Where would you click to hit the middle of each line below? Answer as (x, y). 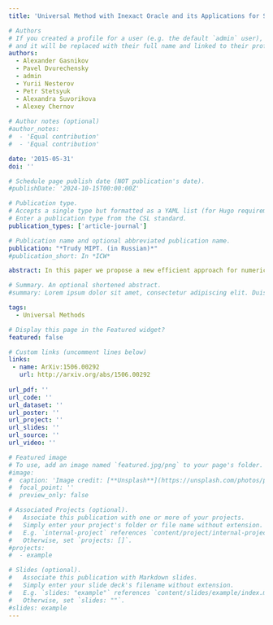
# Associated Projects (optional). (69, 510)
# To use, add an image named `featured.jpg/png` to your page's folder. (136, 465)
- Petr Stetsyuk (43, 91)
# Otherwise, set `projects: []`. (70, 540)
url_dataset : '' (36, 405)
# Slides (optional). (45, 570)
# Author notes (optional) (54, 122)
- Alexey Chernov (45, 107)
